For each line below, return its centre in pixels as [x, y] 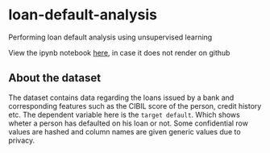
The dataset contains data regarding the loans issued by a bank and [121, 97]
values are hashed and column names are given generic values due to [125, 131]
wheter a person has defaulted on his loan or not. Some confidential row [128, 123]
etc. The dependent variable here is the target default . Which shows [124, 114]
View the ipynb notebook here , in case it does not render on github [119, 52]
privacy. [22, 140]
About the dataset [55, 78]
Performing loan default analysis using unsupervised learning [110, 37]
